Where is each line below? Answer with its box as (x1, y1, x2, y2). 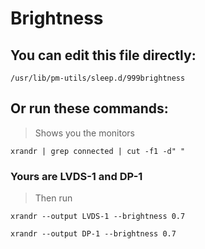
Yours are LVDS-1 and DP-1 (10, 169, 143, 183)
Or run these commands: (10, 100, 169, 117)
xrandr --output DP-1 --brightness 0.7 (10, 229, 177, 239)
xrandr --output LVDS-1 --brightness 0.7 (10, 212, 186, 222)
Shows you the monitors (34, 127, 135, 139)
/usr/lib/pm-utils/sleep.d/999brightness (10, 73, 186, 83)
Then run (34, 192, 73, 204)
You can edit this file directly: (10, 47, 197, 64)
